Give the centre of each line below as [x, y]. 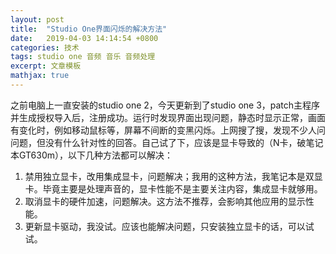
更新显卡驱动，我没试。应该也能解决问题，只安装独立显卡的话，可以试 [169, 226]
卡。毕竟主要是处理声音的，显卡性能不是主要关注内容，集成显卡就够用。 [173, 188]
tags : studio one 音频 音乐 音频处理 [83, 57]
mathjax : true [40, 76]
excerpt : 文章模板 [46, 66]
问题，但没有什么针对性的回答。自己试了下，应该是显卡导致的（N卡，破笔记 [167, 142]
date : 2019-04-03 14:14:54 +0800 [84, 38]
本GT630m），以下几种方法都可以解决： [92, 155]
